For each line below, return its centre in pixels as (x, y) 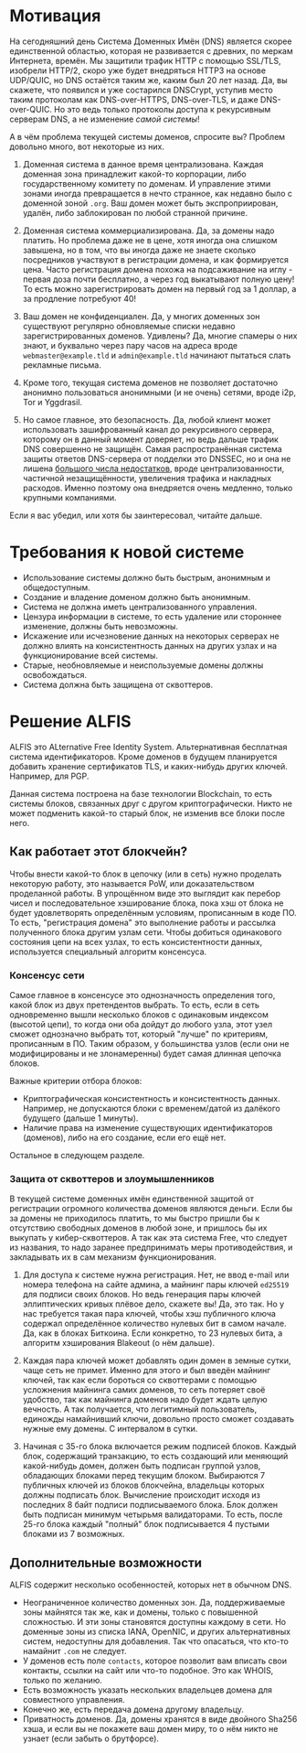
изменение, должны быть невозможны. (100, 626)
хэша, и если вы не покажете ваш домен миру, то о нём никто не (150, 1729)
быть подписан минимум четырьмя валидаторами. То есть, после (153, 1514)
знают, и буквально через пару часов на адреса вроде (130, 345)
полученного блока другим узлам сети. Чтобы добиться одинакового (146, 932)
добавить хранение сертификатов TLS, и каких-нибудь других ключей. (148, 766)
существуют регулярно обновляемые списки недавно (129, 326)
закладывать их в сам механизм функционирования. (113, 1257)
